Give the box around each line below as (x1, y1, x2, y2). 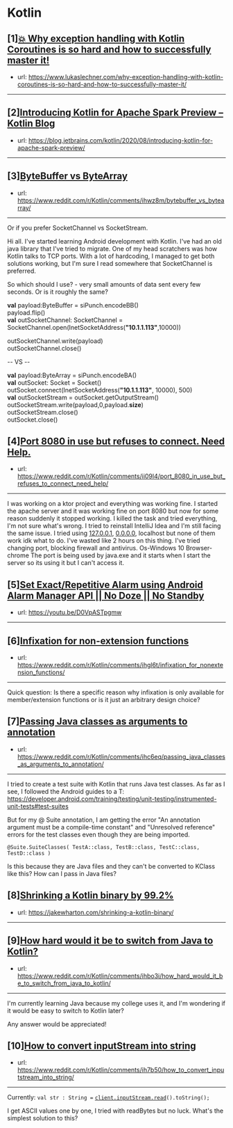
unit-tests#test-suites (7, 802, 69, 810)
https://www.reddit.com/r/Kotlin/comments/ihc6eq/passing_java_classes (17, 752, 225, 761)
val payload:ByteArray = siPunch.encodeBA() (7, 371, 137, 379)
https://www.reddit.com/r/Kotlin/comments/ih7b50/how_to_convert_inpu (17, 1066, 225, 1074)
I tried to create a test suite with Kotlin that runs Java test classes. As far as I (7, 779, 225, 788)
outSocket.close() (7, 415, 58, 424)
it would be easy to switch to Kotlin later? (7, 1006, 125, 1015)
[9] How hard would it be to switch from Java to (7, 935, 214, 947)
